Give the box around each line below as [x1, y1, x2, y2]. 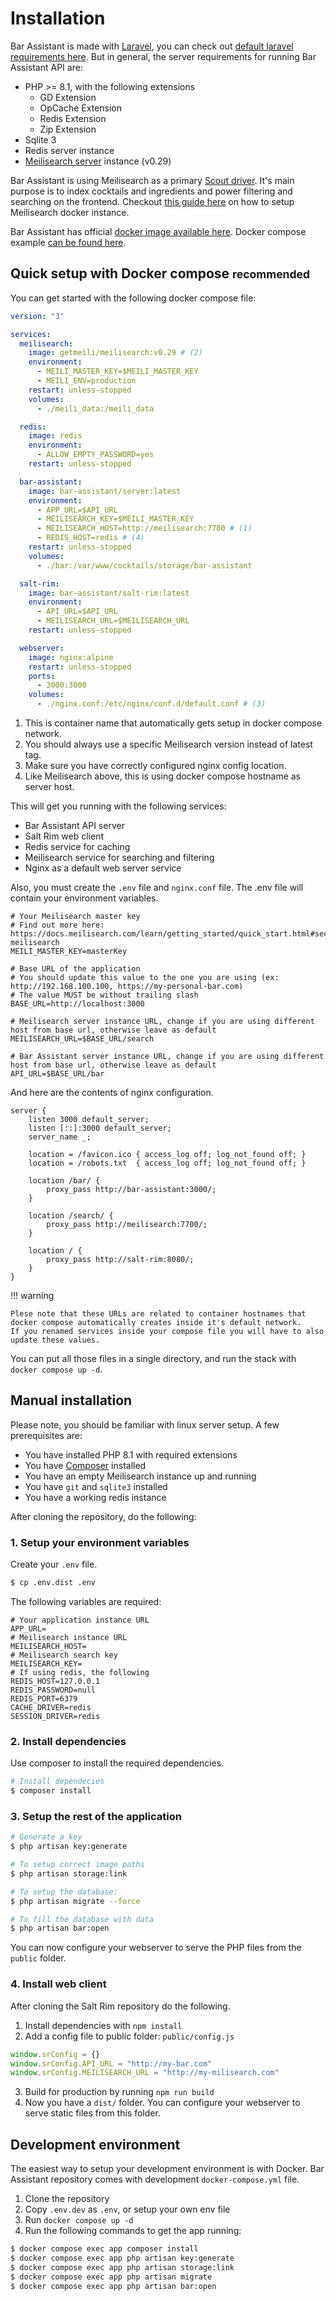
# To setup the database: [10, 1887, 118, 1897]
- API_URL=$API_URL [36, 607, 118, 617]
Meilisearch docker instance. [10, 206, 130, 218]
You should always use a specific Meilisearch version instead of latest [24, 738, 313, 750]
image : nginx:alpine [28, 652, 114, 662]
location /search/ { [28, 1211, 114, 1221]
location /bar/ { [28, 1176, 101, 1186]
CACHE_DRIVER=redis [10, 1702, 92, 1712]
